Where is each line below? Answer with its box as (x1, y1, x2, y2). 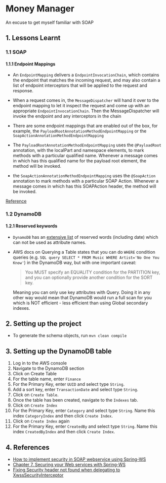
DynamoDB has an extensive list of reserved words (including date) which (12, 234, 159, 240)
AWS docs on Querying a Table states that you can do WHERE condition (12, 249, 156, 255)
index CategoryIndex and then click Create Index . (12, 413, 113, 419)
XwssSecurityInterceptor (12, 472, 64, 478)
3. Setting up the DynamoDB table (5, 347, 112, 355)
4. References (5, 443, 50, 452)
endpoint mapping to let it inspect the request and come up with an (12, 103, 150, 109)
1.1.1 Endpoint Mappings (5, 61, 56, 67)
